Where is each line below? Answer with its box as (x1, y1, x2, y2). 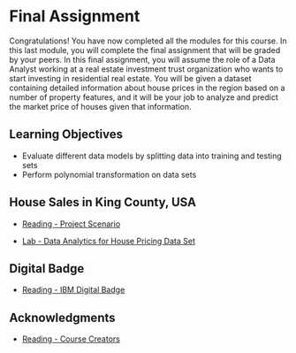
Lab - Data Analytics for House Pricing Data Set (21, 235, 196, 246)
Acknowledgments (9, 310, 117, 325)
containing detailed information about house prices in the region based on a (9, 82, 285, 93)
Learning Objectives (9, 127, 124, 142)
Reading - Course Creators (21, 334, 121, 344)
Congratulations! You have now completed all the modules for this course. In (9, 35, 287, 46)
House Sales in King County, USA (9, 195, 197, 210)
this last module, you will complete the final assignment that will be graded (9, 44, 281, 55)
